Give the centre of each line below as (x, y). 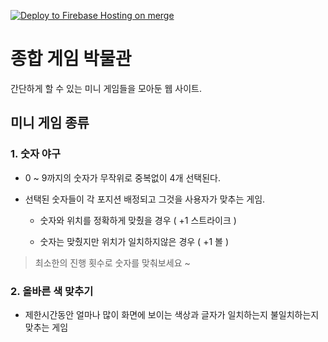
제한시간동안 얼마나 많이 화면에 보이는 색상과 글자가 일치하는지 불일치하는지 (172, 314)
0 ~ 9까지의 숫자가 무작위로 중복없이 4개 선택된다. (122, 177)
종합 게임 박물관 (71, 59)
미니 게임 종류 (50, 123)
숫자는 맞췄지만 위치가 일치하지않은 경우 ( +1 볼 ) (134, 241)
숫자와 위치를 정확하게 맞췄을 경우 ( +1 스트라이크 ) (138, 220)
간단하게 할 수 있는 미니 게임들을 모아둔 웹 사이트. (106, 88)
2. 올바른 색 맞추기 (52, 291)
